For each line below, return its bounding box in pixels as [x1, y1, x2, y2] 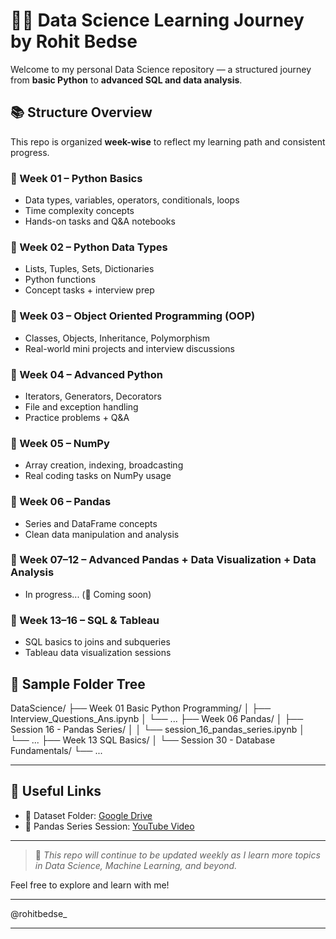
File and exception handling [24, 400, 139, 413]
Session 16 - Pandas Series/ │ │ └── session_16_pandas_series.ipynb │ [10, 723, 305, 735]
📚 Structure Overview [10, 104, 153, 121]
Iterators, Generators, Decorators [24, 390, 162, 402]
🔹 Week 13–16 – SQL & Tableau [10, 613, 160, 627]
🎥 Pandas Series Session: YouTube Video [24, 820, 195, 832]
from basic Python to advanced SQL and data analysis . [10, 74, 243, 86]
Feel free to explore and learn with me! [10, 879, 170, 891]
